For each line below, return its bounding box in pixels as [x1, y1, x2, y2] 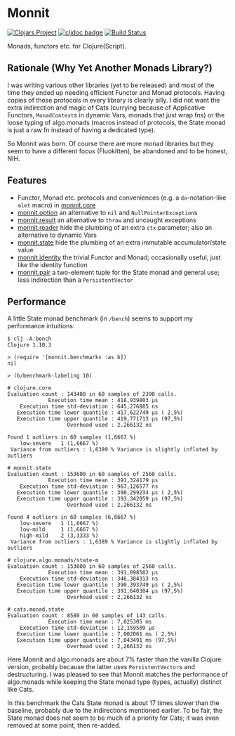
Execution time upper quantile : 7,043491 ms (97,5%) [16, 637, 177, 644]
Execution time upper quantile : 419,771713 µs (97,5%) [16, 415, 184, 422]
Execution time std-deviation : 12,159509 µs [20, 624, 156, 632]
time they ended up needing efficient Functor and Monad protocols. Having [7, 88, 225, 96]
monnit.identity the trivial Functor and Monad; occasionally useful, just [17, 253, 221, 262]
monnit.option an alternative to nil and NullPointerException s [17, 208, 198, 217]
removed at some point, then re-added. [7, 721, 121, 730]
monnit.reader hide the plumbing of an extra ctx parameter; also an [17, 223, 213, 231]
